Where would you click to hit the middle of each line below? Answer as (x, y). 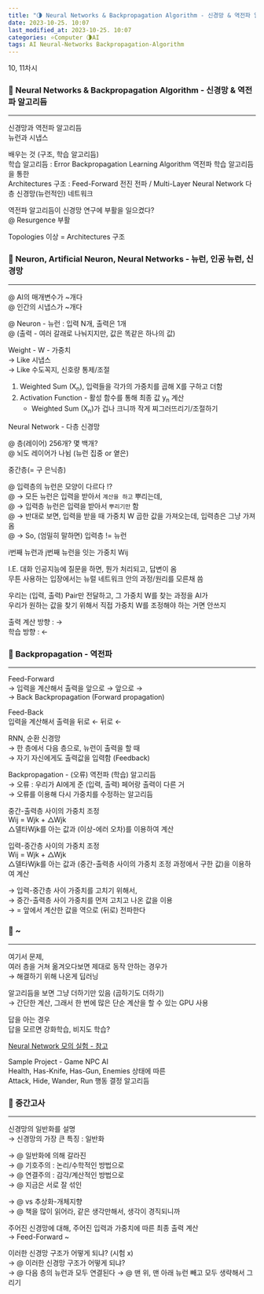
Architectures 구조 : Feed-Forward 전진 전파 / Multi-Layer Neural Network (126, 184)
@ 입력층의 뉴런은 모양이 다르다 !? (60, 487)
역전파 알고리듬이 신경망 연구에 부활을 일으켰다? (81, 210)
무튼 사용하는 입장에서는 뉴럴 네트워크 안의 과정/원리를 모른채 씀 (106, 579)
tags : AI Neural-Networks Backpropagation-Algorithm (96, 45)
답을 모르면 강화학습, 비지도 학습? (59, 1029)
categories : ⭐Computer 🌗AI (54, 37)
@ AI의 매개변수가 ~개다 (46, 297)
